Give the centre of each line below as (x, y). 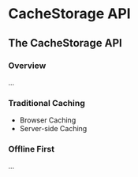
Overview (27, 66)
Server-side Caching (53, 129)
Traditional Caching (47, 103)
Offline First (32, 149)
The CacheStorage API (65, 43)
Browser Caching (48, 120)
